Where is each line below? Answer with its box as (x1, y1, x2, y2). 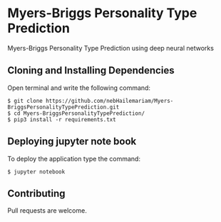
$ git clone (7, 97, 43, 104)
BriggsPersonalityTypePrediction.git (7, 104, 120, 111)
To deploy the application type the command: (7, 154, 141, 163)
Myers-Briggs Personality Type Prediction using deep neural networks (7, 44, 214, 52)
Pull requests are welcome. (7, 206, 87, 215)
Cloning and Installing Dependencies (7, 64, 175, 76)
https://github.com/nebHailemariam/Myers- (45, 97, 174, 104)
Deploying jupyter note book (7, 136, 137, 148)
